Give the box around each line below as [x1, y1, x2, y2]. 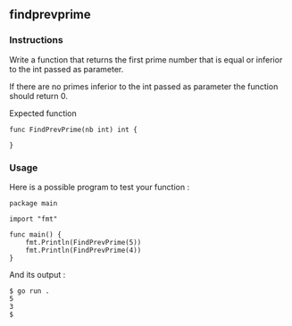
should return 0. [9, 90, 69, 101]
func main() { [9, 230, 63, 239]
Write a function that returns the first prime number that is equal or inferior [9, 54, 283, 65]
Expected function [9, 107, 78, 119]
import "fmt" [9, 214, 58, 223]
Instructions [9, 34, 64, 46]
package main [9, 198, 58, 208]
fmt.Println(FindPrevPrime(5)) [25, 238, 142, 247]
